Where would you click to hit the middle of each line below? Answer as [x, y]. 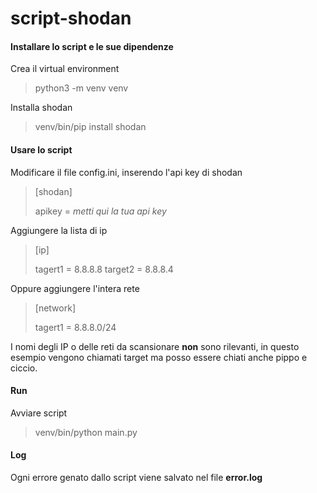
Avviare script [39, 413]
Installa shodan [41, 108]
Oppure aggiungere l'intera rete [75, 288]
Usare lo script [41, 149]
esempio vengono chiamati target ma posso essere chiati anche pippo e [159, 357]
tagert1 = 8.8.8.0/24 [75, 327]
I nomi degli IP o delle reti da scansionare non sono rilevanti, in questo [155, 346]
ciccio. [24, 368]
